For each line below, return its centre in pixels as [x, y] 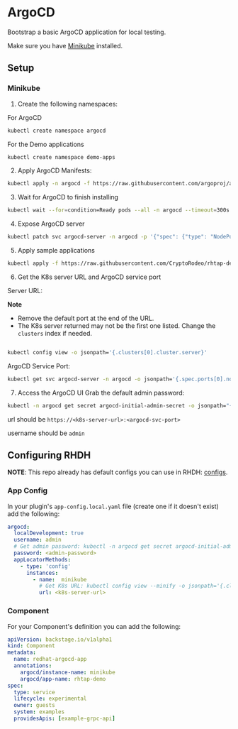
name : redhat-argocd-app [50, 659]
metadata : [22, 653]
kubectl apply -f [33, 263]
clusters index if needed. [55, 333]
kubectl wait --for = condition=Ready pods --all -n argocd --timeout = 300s [119, 210]
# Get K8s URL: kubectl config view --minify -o [112, 586]
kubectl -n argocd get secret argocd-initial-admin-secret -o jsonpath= [117, 405]
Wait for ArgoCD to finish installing [68, 197]
